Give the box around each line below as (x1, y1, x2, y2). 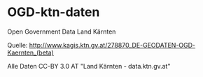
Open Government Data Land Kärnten (7, 27, 116, 36)
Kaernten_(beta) (7, 48, 54, 57)
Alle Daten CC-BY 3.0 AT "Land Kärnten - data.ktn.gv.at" (7, 62, 171, 70)
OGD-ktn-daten (7, 4, 100, 20)
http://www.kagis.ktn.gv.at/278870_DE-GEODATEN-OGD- (29, 41, 196, 49)
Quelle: (7, 41, 28, 49)
